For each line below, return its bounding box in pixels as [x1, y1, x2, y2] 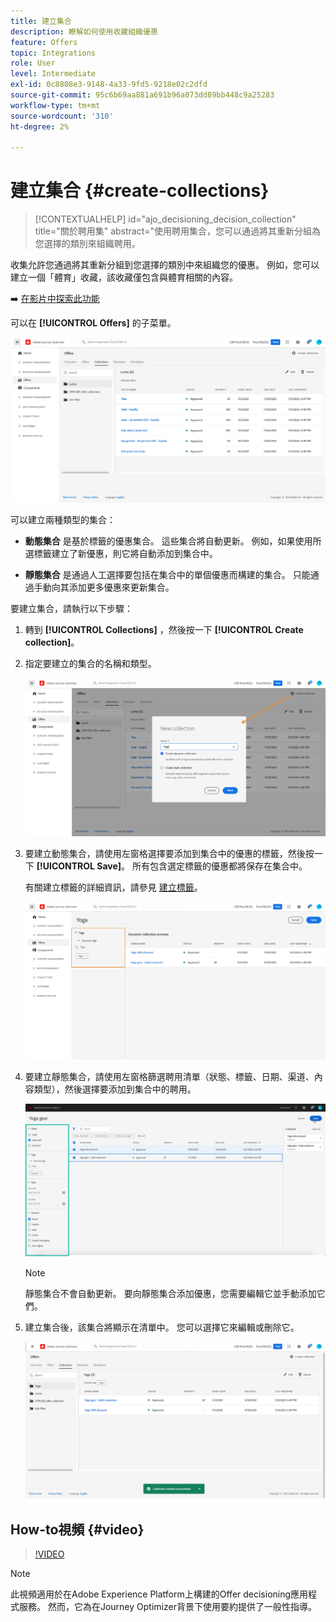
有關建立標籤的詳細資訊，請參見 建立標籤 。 [24, 881, 203, 894]
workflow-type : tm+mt [10, 100, 101, 110]
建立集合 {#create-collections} [10, 180, 270, 202]
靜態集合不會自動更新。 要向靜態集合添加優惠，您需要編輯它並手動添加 [24, 1287, 317, 1299]
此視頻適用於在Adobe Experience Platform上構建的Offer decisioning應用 [10, 1588, 309, 1600]
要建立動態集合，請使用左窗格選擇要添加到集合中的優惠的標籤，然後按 [24, 848, 315, 860]
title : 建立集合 [10, 16, 72, 26]
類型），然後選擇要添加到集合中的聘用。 [33, 1083, 197, 1095]
